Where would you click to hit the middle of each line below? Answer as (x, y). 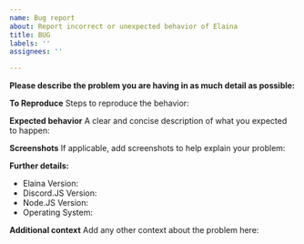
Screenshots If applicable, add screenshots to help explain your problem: (147, 148)
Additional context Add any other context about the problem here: (134, 230)
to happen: (30, 131)
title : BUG (30, 35)
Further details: (40, 166)
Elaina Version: (51, 184)
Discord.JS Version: (60, 193)
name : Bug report (42, 18)
